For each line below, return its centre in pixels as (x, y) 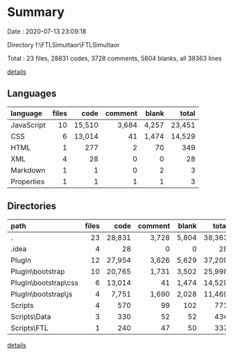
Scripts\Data (31, 316)
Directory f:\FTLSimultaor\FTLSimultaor (63, 44)
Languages (32, 94)
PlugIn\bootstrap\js (42, 294)
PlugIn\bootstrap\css (44, 282)
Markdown (28, 170)
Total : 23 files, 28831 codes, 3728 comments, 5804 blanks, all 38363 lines (114, 58)
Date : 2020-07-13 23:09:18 (47, 31)
